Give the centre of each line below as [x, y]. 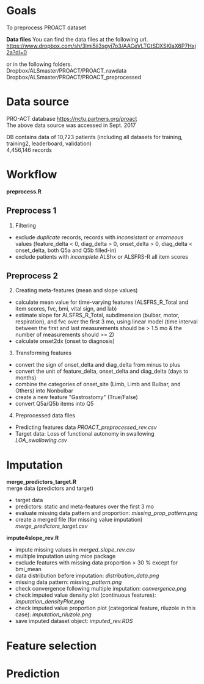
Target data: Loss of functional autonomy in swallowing [85, 434]
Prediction [33, 673]
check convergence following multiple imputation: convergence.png [101, 589]
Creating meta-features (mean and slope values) [76, 290]
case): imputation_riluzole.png [53, 614]
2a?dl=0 [17, 52]
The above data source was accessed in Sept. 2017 [71, 125]
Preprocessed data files [45, 416]
